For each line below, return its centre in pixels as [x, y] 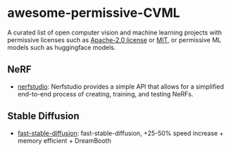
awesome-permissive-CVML [94, 13]
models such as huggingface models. [62, 47]
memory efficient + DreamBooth [64, 140]
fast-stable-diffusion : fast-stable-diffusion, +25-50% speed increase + [120, 133]
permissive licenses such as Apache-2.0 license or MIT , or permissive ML [114, 39]
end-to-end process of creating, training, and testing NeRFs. [105, 94]
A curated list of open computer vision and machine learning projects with [114, 32]
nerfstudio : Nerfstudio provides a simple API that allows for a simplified [120, 87]
